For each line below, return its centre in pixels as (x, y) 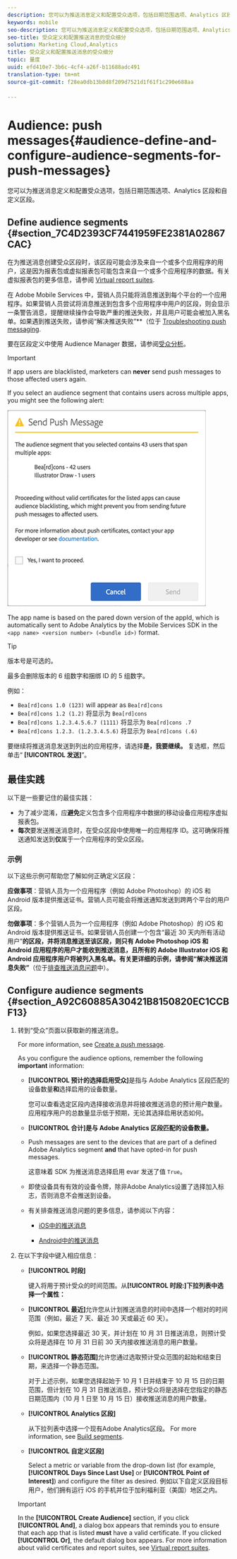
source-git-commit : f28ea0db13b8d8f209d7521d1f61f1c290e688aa (101, 82)
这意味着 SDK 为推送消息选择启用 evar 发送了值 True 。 (107, 1172)
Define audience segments (68, 222)
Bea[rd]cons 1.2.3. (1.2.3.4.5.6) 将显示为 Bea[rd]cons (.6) (108, 731)
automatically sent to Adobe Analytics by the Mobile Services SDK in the (113, 625)
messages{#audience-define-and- (112, 140)
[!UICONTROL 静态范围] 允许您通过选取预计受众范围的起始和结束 (122, 1357)
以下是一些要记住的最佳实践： (50, 798)
